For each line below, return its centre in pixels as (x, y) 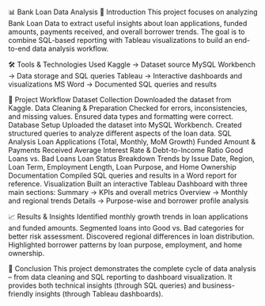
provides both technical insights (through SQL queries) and (104, 285)
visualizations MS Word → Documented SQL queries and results (113, 84)
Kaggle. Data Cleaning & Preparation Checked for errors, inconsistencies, (128, 108)
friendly (21, 294)
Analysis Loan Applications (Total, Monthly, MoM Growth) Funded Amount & (132, 142)
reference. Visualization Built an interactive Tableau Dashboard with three (128, 184)
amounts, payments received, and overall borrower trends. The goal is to (127, 32)
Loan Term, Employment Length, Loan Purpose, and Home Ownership (122, 167)
